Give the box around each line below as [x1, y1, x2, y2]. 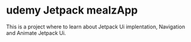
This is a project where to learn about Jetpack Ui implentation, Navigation [6, 23, 185, 30]
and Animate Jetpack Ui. [6, 29, 66, 36]
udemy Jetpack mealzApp [6, 4, 138, 17]
